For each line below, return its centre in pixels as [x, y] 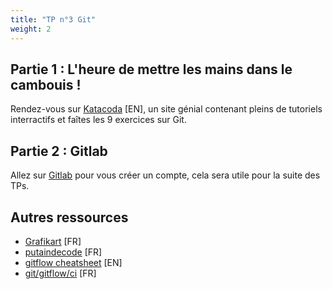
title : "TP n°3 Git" [53, 19]
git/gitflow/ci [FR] [60, 273]
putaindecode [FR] [63, 252]
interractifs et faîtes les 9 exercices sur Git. [98, 120]
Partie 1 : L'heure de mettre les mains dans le [151, 69]
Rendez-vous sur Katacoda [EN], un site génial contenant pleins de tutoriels [166, 109]
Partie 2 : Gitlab [59, 151]
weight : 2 [31, 29]
